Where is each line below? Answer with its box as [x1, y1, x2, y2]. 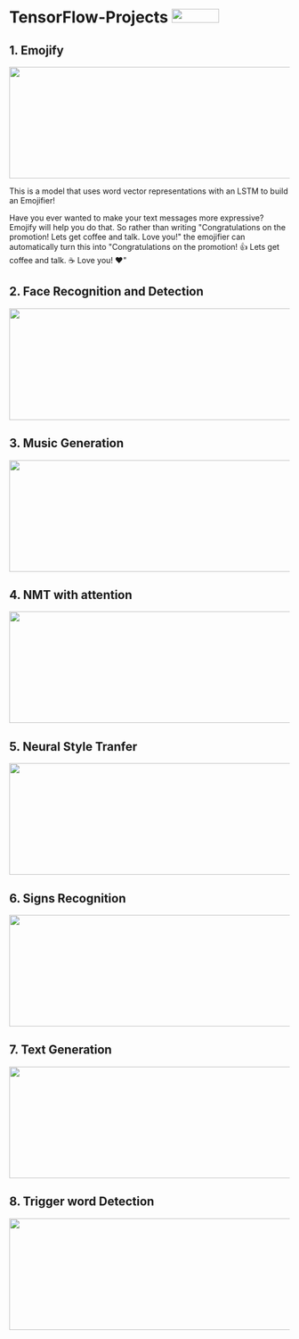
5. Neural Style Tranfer [9, 739, 138, 754]
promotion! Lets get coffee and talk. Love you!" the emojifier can [9, 231, 246, 242]
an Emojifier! [9, 195, 55, 205]
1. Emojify [9, 43, 64, 58]
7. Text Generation [9, 1043, 113, 1058]
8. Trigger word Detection [9, 1194, 155, 1210]
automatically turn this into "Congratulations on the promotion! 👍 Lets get [9, 242, 280, 252]
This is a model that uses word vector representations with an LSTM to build [9, 186, 289, 196]
